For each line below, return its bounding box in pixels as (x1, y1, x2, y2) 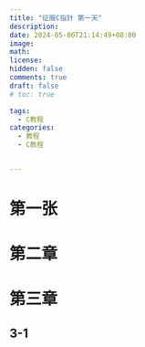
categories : (9, 123, 55, 132)
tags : (9, 106, 30, 115)
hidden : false (9, 65, 64, 74)
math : (9, 47, 30, 57)
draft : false (9, 81, 59, 90)
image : (9, 38, 35, 48)
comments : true (9, 73, 67, 82)
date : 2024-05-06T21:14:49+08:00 (9, 30, 137, 39)
